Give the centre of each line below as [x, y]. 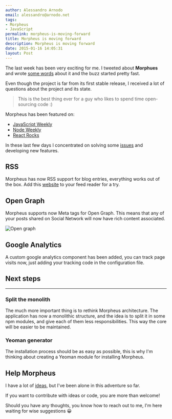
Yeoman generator [29, 340]
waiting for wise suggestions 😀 [39, 411]
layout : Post [19, 53]
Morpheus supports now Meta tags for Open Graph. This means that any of [85, 213]
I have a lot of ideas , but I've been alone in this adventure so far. [73, 386]
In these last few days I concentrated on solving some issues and [74, 145]
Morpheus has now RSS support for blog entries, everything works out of [83, 179]
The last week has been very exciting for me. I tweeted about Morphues [82, 68]
